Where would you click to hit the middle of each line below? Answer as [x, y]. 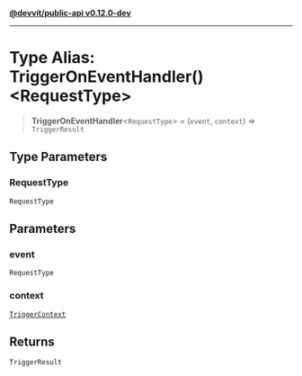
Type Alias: [53, 58]
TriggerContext [38, 314]
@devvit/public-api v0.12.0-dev [71, 13]
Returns [32, 342]
